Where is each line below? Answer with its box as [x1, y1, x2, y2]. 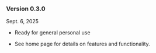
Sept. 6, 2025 [6, 18, 39, 25]
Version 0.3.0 [6, 5, 46, 13]
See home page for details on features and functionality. [14, 40, 150, 48]
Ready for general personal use [14, 29, 91, 36]
